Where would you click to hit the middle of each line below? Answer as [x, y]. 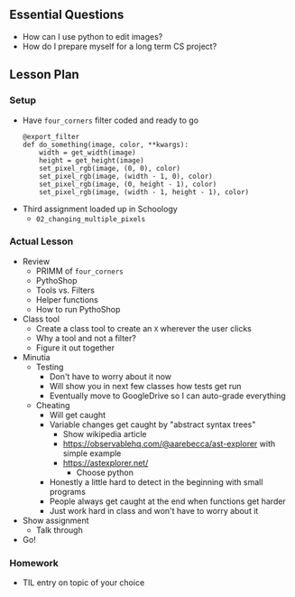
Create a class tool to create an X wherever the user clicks [144, 328]
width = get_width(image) [88, 153]
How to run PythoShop [78, 309]
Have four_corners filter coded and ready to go [111, 120]
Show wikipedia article [105, 434]
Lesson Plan [44, 75]
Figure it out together [75, 348]
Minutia [37, 357]
